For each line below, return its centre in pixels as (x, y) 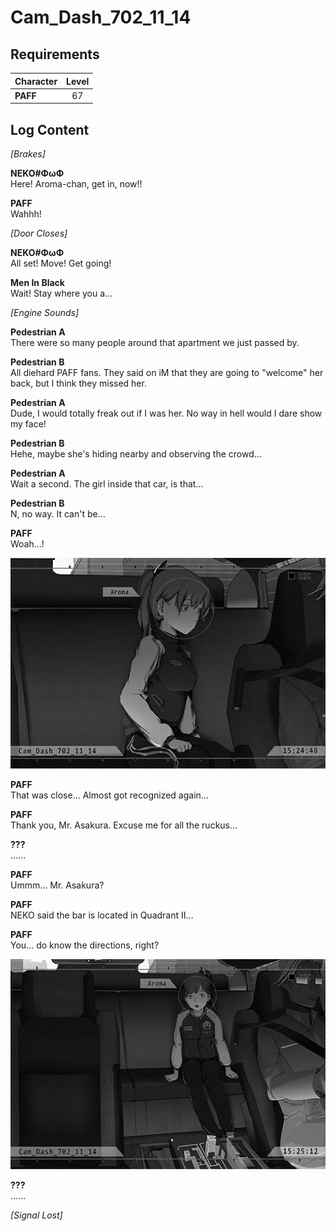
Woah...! (27, 544)
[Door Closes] (39, 233)
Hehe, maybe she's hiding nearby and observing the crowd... (136, 454)
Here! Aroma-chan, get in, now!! (76, 184)
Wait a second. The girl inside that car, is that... (107, 484)
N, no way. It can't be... (58, 514)
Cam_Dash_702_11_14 (101, 17)
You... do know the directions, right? (85, 945)
